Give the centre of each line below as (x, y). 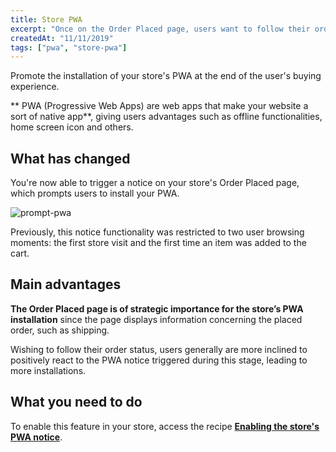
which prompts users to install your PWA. (95, 193)
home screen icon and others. (72, 127)
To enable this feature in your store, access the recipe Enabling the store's (165, 426)
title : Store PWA (46, 19)
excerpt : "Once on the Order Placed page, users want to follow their (160, 29)
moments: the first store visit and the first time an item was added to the (158, 243)
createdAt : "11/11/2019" (62, 38)
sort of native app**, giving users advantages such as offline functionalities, (166, 117)
